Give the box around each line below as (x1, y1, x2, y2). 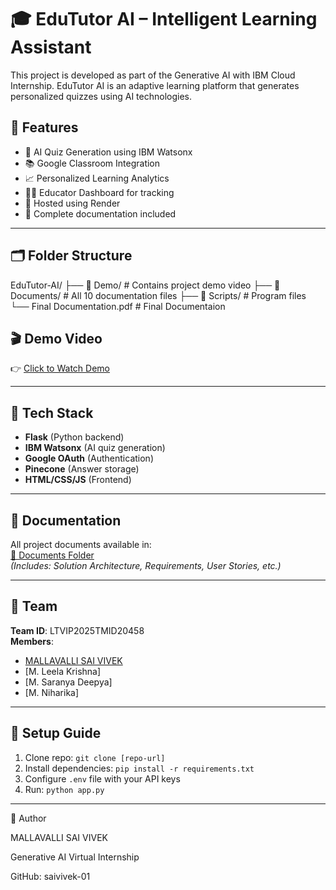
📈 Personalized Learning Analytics (24, 172, 170, 184)
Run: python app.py (24, 783, 105, 795)
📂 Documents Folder (10, 549, 95, 561)
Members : (10, 635, 54, 647)
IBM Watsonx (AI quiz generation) (24, 442, 166, 454)
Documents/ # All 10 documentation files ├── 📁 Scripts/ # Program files (10, 289, 307, 301)
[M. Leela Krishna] (24, 665, 102, 677)
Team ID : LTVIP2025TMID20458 (10, 624, 145, 636)
